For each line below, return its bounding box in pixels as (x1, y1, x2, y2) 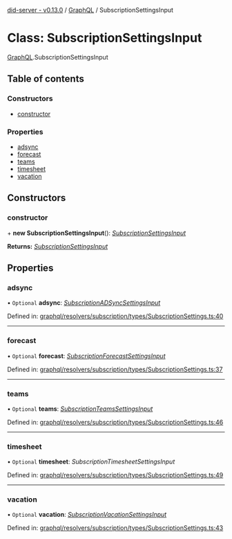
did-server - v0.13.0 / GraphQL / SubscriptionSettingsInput (7, 6, 174, 14)
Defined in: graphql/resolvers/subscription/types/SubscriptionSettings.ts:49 (7, 471, 224, 479)
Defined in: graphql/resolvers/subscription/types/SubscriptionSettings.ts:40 (7, 312, 224, 321)
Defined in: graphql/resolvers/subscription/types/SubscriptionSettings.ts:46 (7, 418, 224, 426)
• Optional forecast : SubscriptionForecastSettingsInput (7, 351, 166, 360)
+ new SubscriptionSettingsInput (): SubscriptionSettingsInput (7, 229, 186, 237)
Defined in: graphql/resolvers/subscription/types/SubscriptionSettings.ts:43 (7, 524, 224, 532)
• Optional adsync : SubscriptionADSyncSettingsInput (7, 299, 161, 307)
